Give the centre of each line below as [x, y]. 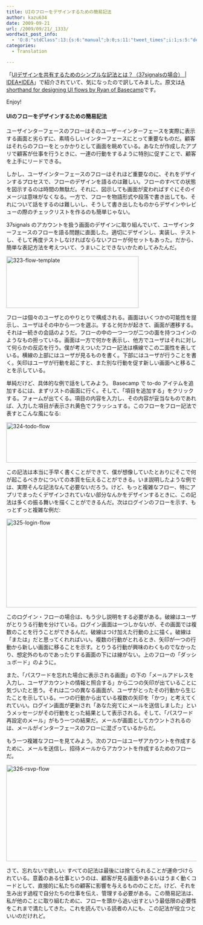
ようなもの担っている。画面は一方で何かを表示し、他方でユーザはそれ [94, 340]
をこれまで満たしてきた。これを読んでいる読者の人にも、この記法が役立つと [101, 908]
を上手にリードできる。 [35, 161]
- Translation [29, 51]
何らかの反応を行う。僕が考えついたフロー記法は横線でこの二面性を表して [104, 347]
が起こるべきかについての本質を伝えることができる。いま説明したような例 [99, 479]
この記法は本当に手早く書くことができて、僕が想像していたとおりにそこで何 [101, 472]
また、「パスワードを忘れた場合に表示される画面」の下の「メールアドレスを [100, 675]
